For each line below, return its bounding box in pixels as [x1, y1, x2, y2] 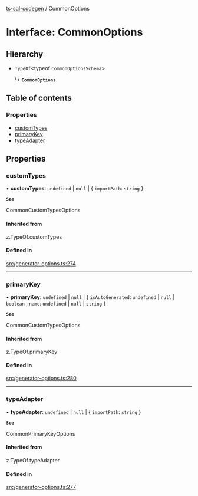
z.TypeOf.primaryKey [6, 348, 58, 356]
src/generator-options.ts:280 [6, 375, 77, 382]
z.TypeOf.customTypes [6, 233, 62, 241]
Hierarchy [6, 49, 44, 59]
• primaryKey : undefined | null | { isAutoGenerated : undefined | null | [6, 294, 175, 301]
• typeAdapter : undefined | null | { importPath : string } [6, 408, 141, 415]
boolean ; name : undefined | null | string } [6, 300, 106, 307]
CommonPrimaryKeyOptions [6, 430, 75, 437]
